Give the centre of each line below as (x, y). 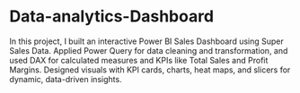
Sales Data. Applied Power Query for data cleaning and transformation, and (149, 50)
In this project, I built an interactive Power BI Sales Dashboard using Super (147, 41)
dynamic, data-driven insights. (66, 79)
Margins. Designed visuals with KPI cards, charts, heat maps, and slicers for (150, 70)
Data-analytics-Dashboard (111, 17)
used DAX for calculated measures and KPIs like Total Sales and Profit (139, 60)
